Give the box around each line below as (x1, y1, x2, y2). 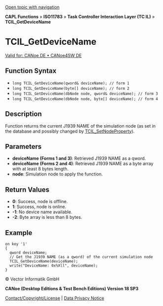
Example (5, 229, 33, 237)
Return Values (5, 185, 50, 194)
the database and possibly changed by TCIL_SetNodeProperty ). (5, 128, 135, 134)
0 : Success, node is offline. (12, 199, 68, 204)
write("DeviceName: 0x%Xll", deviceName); (9, 263, 98, 268)
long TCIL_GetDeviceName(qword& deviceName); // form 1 (12, 81, 130, 86)
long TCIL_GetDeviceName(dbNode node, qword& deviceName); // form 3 (12, 91, 159, 96)
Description (5, 110, 42, 118)
